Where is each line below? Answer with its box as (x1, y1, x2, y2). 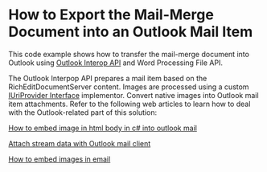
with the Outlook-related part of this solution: (8, 107, 158, 117)
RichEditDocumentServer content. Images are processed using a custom (8, 82, 249, 92)
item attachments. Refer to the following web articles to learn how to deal (8, 99, 251, 109)
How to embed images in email (8, 154, 111, 164)
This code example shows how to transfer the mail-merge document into (8, 49, 249, 59)
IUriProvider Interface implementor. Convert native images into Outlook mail (8, 90, 259, 100)
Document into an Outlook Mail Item (8, 23, 253, 41)
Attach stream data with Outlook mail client (8, 138, 151, 148)
